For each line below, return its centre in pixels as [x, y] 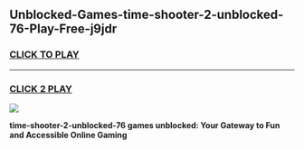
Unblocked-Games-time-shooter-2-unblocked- [147, 15]
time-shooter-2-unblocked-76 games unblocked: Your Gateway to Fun [145, 125]
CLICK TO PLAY [44, 55]
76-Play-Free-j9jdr [63, 29]
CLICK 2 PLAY [41, 88]
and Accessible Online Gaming [68, 135]
